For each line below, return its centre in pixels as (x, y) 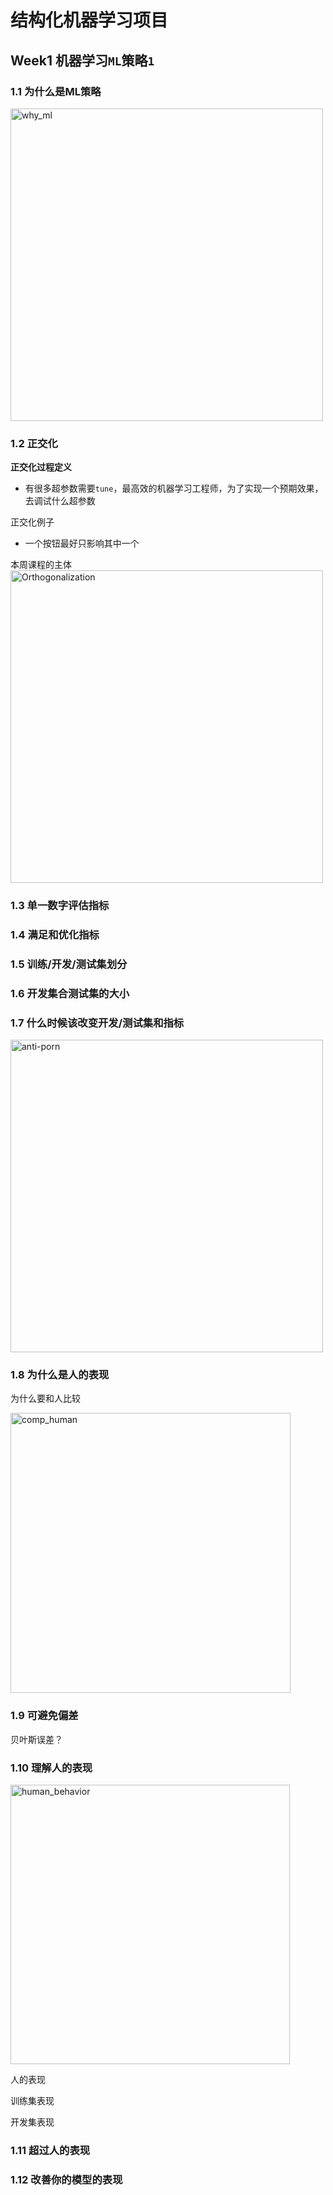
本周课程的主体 (41, 565)
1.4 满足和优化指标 (55, 935)
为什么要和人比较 (45, 1398)
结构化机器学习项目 (89, 20)
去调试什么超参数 (60, 501)
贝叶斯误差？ (36, 1739)
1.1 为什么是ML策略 (56, 91)
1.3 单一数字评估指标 (60, 906)
